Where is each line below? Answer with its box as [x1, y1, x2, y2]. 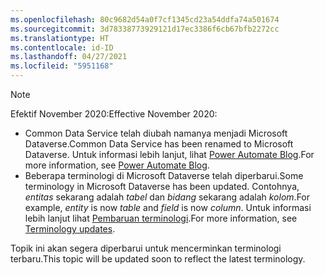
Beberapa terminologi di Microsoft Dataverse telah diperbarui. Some [24, 170, 304, 181]
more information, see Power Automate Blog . [24, 159, 210, 171]
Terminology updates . [24, 223, 116, 235]
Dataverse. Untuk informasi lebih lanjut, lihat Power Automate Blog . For [24, 149, 315, 160]
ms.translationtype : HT [10, 33, 110, 43]
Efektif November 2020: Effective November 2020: [10, 108, 218, 120]
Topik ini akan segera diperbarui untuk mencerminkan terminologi [10, 242, 282, 254]
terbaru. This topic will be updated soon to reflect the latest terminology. [10, 253, 306, 265]
